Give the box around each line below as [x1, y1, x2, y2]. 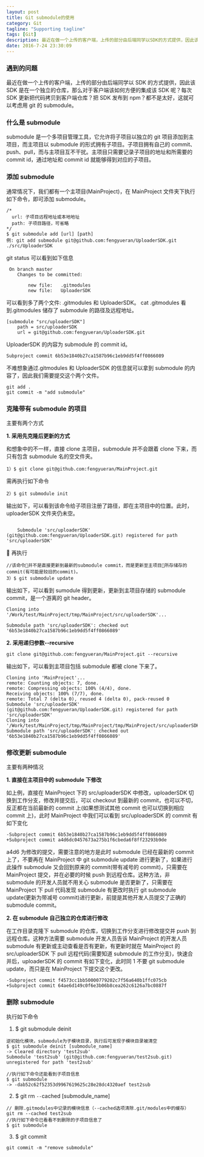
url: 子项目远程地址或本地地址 [12, 214, 80, 220]
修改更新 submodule [6, 748, 67, 757]
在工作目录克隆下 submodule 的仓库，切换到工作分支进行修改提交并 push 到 [6, 927, 196, 935]
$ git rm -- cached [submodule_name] [15, 1092, 110, 1099]
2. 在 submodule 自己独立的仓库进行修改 [6, 915, 108, 922]
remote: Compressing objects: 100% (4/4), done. [6, 686, 132, 692]
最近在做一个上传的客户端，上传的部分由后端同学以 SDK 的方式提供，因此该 [6, 79, 196, 86]
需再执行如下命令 [6, 477, 49, 485]
